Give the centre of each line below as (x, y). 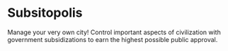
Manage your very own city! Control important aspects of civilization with (114, 32)
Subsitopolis (45, 13)
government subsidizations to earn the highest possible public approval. (113, 39)
